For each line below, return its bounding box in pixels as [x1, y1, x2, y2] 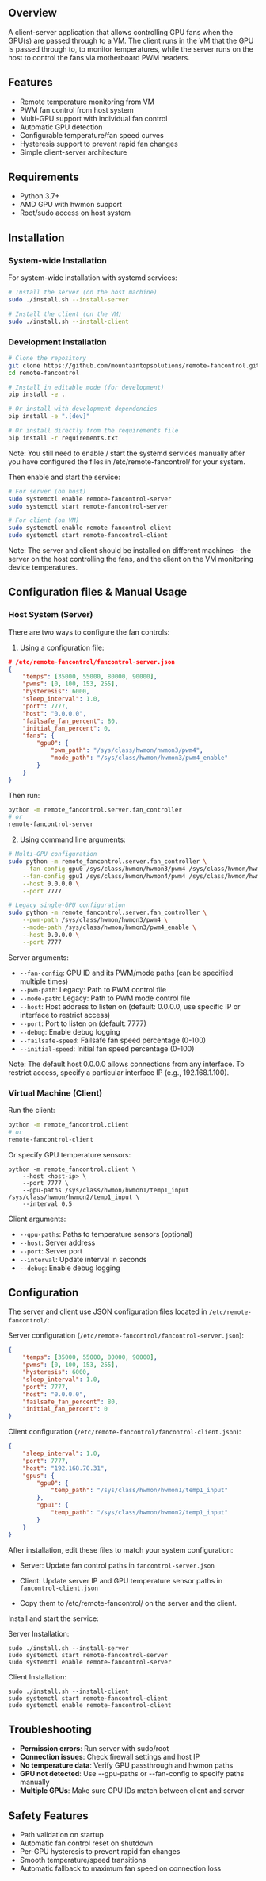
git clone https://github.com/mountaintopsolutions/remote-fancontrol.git [8, 361, 260, 370]
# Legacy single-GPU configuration [8, 901, 126, 909]
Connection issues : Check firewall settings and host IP [19, 1752, 200, 1762]
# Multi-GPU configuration [8, 850, 97, 858]
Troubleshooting [8, 1722, 93, 1736]
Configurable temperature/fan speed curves [19, 130, 164, 140]
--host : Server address [19, 1238, 96, 1247]
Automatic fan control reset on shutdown [19, 1838, 154, 1848]
